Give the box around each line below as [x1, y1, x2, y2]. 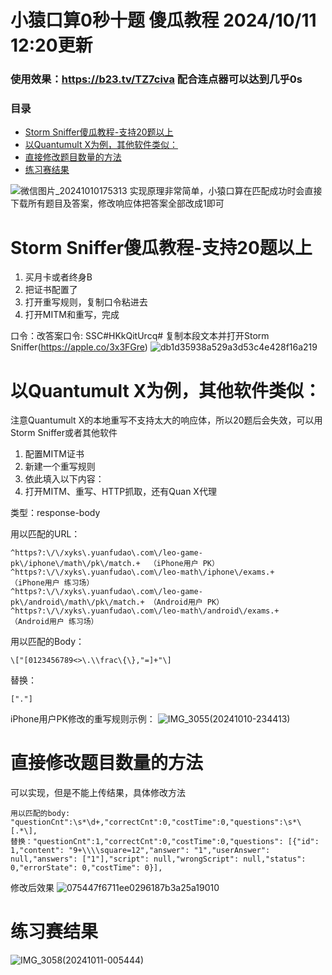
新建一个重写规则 [24, 461, 96, 473]
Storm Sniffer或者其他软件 [10, 427, 118, 439]
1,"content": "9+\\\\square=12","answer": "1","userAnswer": [10, 846, 271, 856]
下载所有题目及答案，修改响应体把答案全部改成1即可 [10, 197, 225, 210]
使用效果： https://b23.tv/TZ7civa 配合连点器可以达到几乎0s [10, 72, 303, 86]
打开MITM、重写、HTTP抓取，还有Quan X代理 [24, 486, 217, 498]
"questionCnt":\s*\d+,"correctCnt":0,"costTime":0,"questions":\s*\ [10, 817, 302, 828]
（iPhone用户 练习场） [10, 578, 95, 588]
